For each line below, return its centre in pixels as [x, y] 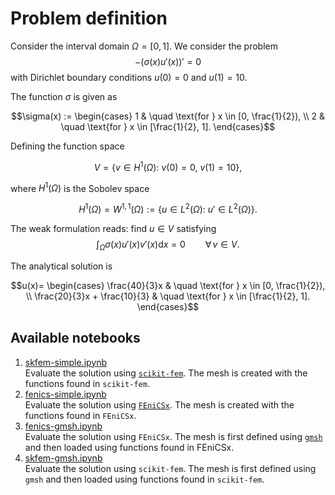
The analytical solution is [61, 266]
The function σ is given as [64, 96]
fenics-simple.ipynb [65, 394]
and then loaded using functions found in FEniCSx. [129, 447]
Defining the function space [67, 146]
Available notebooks [75, 338]
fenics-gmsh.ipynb [63, 426]
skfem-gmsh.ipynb [63, 458]
